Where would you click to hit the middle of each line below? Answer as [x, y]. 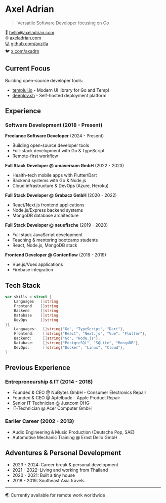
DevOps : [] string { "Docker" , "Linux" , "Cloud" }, [69, 347]
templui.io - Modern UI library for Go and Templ [61, 90]
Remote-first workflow [35, 156]
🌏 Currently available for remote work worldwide [55, 495]
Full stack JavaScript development [47, 235]
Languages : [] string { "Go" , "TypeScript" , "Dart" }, [69, 329]
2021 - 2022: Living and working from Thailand [60, 470]
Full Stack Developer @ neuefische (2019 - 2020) [56, 225]
